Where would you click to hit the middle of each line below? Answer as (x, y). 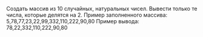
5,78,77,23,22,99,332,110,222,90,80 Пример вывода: (73, 21)
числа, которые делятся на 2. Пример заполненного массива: (87, 15)
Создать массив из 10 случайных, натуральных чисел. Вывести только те (102, 9)
